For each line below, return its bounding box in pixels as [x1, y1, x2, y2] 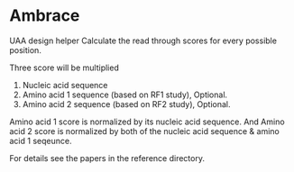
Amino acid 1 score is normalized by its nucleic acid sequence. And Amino [9, 116, 286, 127]
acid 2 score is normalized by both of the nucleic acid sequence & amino [9, 125, 280, 136]
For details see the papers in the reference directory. [9, 152, 206, 163]
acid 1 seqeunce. [9, 135, 72, 146]
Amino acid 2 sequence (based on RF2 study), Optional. [22, 98, 232, 109]
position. [9, 44, 42, 55]
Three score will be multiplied [9, 62, 119, 73]
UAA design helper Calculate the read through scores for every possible [9, 35, 278, 46]
